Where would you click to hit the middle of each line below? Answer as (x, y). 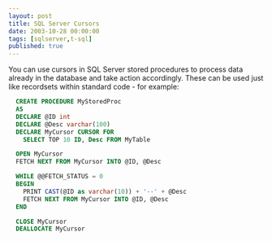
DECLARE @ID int (43, 116)
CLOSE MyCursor (41, 221)
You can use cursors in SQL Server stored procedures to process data (126, 69)
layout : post (30, 16)
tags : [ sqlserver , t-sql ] (50, 39)
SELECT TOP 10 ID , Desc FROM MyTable (87, 139)
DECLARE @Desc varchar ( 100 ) (63, 124)
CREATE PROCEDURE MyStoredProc (69, 102)
